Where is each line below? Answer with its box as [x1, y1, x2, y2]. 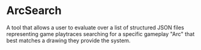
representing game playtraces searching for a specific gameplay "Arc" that [6, 30, 195, 37]
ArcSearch [6, 4, 62, 18]
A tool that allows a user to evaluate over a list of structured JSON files [6, 24, 185, 31]
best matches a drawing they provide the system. [6, 37, 131, 44]
